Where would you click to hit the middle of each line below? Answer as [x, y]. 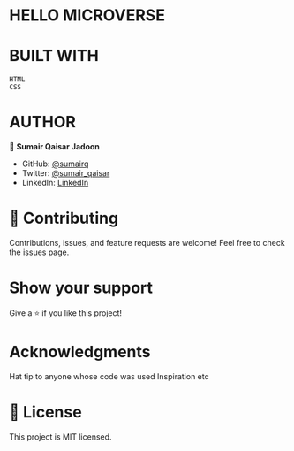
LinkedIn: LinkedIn [55, 183]
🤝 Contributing [64, 218]
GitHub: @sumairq [55, 164]
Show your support [81, 288]
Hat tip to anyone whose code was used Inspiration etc [109, 376]
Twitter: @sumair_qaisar [66, 173]
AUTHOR [43, 122]
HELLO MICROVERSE [87, 15]
